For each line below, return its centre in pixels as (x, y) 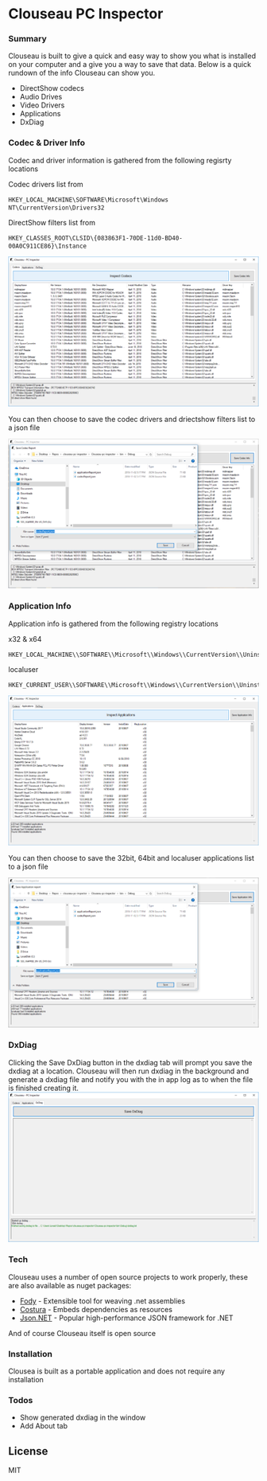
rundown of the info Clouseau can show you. (82, 73)
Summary (28, 39)
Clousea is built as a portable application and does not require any (116, 1371)
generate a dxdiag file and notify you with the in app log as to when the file (131, 1079)
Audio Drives (41, 97)
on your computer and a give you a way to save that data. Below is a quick (130, 64)
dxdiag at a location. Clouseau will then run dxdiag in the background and (128, 1071)
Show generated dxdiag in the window (83, 1417)
